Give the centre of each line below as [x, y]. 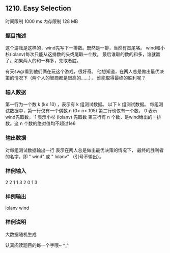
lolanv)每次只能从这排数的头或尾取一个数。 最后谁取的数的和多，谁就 [84, 54]
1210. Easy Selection [38, 8]
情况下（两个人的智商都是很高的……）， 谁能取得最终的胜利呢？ [80, 78]
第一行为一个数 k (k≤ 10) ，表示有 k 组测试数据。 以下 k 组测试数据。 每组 [82, 105]
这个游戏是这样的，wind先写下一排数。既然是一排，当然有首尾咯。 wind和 [83, 48]
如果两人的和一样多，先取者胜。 [48, 61]
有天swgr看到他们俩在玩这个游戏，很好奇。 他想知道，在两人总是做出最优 [82, 71]
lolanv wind [17, 208]
